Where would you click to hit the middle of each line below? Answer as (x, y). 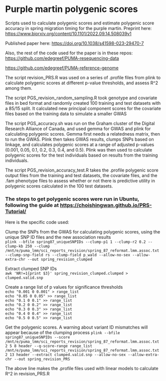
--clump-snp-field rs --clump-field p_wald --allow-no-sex (68, 255)
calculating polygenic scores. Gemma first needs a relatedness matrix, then (83, 134)
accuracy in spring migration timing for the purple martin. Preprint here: (79, 28)
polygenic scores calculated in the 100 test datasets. (59, 186)
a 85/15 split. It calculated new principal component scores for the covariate (83, 108)
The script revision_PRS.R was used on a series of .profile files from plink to (83, 77)
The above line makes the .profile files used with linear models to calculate (82, 369)
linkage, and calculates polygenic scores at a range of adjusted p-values (80, 144)
